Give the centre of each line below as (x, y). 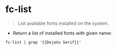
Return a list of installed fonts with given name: (62, 33)
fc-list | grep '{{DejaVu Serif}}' (43, 42)
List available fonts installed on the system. (63, 23)
